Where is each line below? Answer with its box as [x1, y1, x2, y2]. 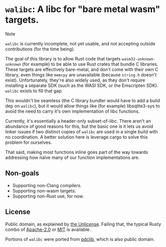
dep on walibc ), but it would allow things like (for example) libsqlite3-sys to [5, 103, 160, 109]
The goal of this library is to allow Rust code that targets [5, 55, 121, 61]
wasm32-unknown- [121, 56, 156, 61]
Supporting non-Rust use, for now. [12, 193, 84, 199]
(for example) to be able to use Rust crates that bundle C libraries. [22, 61, 158, 67]
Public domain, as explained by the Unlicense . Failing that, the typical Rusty [5, 221, 161, 227]
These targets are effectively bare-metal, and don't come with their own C [5, 66, 158, 72]
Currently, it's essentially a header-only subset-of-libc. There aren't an [5, 118, 151, 124]
